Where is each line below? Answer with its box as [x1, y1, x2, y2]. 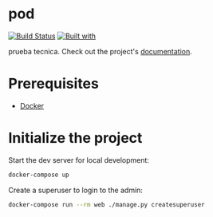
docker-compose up [8, 171, 69, 179]
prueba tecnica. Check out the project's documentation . [8, 46, 193, 56]
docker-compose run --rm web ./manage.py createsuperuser [8, 200, 205, 208]
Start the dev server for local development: [8, 155, 150, 164]
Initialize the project [8, 129, 143, 148]
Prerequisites [8, 75, 100, 93]
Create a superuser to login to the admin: [8, 185, 144, 195]
